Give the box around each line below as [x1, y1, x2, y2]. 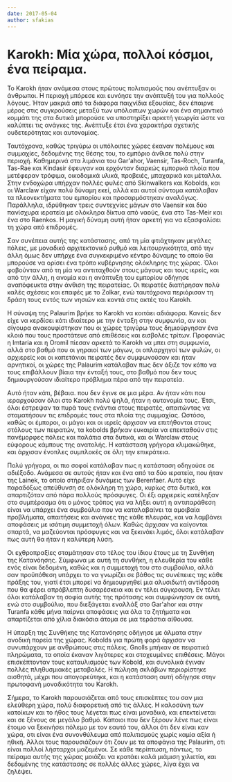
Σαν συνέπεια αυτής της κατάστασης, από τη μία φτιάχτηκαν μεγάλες [7, 237, 212, 245]
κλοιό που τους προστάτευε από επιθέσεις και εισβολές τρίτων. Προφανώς [7, 331, 225, 340]
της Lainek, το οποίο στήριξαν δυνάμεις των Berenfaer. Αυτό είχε [7, 476, 196, 485]
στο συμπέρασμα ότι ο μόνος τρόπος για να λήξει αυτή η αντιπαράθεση [7, 498, 216, 507]
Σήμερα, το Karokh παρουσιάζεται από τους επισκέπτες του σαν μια [7, 694, 204, 702]
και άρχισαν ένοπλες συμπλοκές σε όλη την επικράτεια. [7, 448, 170, 456]
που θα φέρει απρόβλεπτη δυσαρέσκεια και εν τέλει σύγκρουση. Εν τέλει [7, 585, 220, 594]
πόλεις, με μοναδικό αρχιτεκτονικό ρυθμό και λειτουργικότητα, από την [7, 244, 214, 252]
